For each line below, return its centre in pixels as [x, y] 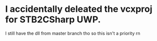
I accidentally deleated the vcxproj [79, 9]
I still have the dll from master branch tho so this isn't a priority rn [73, 33]
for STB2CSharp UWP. [53, 20]
